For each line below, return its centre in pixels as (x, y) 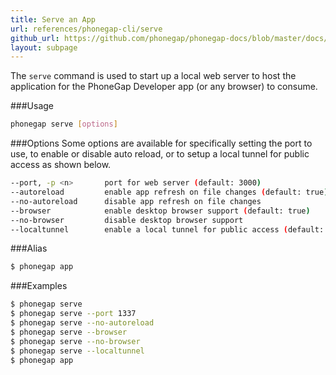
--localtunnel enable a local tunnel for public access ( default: (167, 229)
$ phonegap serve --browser (69, 332)
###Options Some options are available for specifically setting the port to (161, 143)
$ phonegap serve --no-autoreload (82, 323)
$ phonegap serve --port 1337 (73, 314)
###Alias (29, 248)
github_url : (35, 38)
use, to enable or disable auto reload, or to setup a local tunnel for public (160, 154)
